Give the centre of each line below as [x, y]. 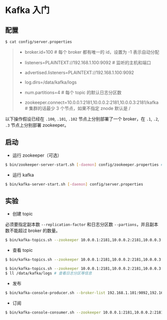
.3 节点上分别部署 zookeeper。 [37, 125]
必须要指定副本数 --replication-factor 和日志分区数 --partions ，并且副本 [82, 224]
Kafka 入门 [27, 10]
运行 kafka [23, 175]
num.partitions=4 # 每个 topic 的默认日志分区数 [73, 92]
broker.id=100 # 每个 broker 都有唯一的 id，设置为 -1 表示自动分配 [92, 52]
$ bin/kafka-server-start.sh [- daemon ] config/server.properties [74, 184]
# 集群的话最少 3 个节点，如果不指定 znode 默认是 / [78, 108]
